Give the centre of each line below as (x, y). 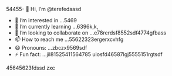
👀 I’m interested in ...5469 (46, 20)
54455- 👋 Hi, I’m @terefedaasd (44, 9)
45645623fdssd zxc (31, 68)
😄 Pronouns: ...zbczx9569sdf (51, 48)
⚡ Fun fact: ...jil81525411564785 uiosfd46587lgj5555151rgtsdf (88, 54)
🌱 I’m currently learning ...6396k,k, (56, 27)
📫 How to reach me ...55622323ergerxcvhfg (69, 39)
